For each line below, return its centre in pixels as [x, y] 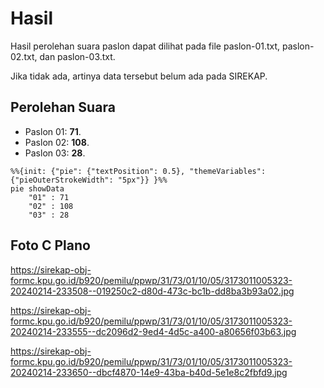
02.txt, [24, 56]
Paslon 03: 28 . [55, 153]
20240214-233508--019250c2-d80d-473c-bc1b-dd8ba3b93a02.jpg [152, 291]
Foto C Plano [50, 245]
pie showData [37, 188]
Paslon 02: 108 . [57, 142]
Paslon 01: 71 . [53, 131]
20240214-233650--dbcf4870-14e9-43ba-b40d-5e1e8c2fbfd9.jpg [149, 372]
